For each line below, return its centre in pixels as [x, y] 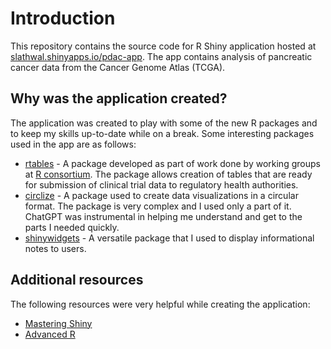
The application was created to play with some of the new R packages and [164, 123]
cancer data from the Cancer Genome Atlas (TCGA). [118, 67]
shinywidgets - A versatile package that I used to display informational [169, 238]
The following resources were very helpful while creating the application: [160, 304]
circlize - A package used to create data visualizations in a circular [161, 195]
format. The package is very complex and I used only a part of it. [158, 206]
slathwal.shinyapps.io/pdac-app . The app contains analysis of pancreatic [161, 56]
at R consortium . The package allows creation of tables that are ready [168, 174]
